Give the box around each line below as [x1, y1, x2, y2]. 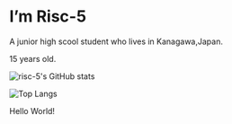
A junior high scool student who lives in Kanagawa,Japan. [9, 36, 223, 47]
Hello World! [9, 105, 56, 116]
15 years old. [9, 53, 57, 64]
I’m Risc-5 [9, 6, 87, 27]
